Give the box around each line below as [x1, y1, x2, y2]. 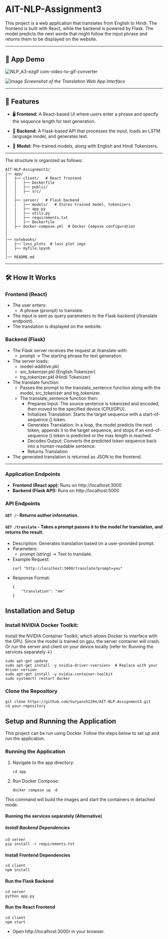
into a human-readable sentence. [27, 443, 96, 449]
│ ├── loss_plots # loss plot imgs [5, 241, 86, 246]
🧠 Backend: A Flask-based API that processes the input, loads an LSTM [12, 128, 160, 134]
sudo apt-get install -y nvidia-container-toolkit [5, 672, 113, 677]
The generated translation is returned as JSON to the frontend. [12, 454, 142, 460]
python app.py [5, 893, 35, 898]
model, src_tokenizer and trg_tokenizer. [19, 390, 101, 396]
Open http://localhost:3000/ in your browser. [12, 928, 105, 934]
